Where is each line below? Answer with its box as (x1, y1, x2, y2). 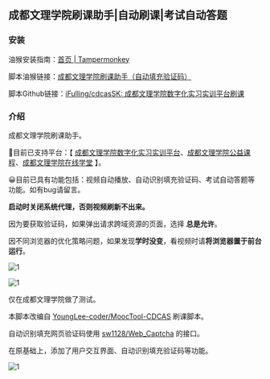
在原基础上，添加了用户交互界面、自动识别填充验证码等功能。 (8, 345, 213, 355)
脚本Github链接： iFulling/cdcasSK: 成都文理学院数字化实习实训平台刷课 (8, 89, 245, 98)
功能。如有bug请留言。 (8, 184, 85, 194)
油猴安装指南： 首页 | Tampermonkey (8, 54, 130, 64)
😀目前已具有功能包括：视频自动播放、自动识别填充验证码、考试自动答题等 (8, 175, 256, 184)
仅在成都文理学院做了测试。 (8, 294, 100, 304)
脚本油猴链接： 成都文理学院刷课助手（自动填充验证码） (8, 72, 191, 81)
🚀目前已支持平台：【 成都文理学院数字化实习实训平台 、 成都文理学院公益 (8, 147, 244, 157)
